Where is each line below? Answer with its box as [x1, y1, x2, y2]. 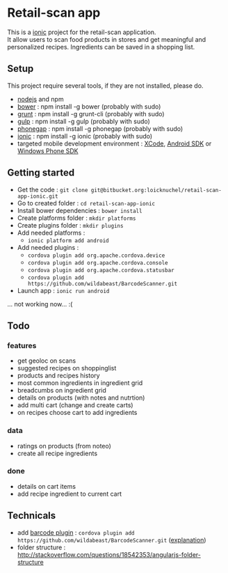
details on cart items [17, 482, 76, 490]
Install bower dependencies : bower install [17, 206, 142, 214]
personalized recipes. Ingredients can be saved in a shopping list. [7, 42, 195, 51]
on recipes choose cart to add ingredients [17, 409, 138, 417]
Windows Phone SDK [17, 146, 79, 155]
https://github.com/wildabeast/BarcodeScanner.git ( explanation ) [17, 535, 206, 544]
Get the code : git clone [17, 185, 88, 194]
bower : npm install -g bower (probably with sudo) [17, 102, 161, 111]
